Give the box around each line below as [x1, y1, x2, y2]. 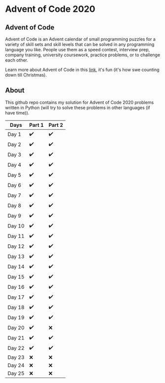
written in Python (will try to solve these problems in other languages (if [5, 105, 150, 111]
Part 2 [48, 121, 63, 128]
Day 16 [7, 284, 25, 291]
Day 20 [7, 324, 25, 331]
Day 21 [7, 335, 25, 342]
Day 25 [7, 370, 25, 377]
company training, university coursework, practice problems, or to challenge [5, 52, 161, 58]
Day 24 [7, 362, 25, 369]
